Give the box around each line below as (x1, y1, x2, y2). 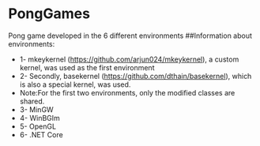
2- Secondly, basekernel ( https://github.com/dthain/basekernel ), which (19, 71, 252, 80)
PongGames (8, 5, 91, 23)
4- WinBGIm (19, 113, 61, 122)
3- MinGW (19, 104, 54, 114)
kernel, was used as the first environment (19, 62, 155, 72)
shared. (19, 96, 45, 106)
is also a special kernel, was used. (19, 80, 131, 89)
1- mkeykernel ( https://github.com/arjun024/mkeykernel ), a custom (19, 54, 239, 64)
